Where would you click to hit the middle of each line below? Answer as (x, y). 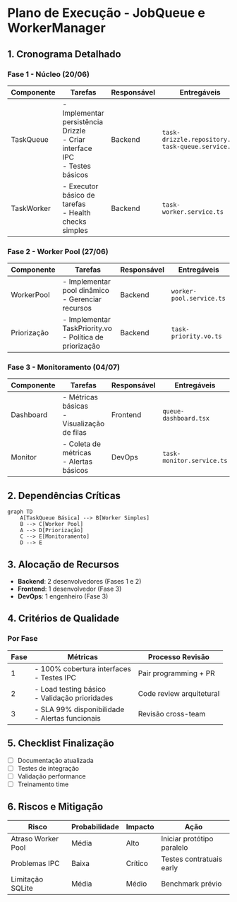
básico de (79, 195)
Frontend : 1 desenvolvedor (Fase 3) (69, 589)
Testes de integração (48, 768)
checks (74, 222)
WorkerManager (56, 28)
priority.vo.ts (196, 336)
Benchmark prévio (192, 884)
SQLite (22, 888)
